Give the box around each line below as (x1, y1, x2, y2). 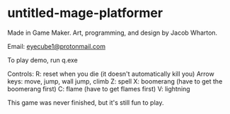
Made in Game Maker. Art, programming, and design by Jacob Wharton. (7, 28, 218, 37)
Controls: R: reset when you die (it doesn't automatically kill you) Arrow (7, 69, 214, 78)
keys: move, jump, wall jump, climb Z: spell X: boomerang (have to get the (7, 76, 223, 86)
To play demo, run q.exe (7, 55, 78, 64)
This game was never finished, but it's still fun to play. (7, 98, 164, 107)
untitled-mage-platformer (7, 5, 163, 21)
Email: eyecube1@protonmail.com (7, 42, 106, 50)
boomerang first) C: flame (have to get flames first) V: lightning (7, 84, 190, 93)
